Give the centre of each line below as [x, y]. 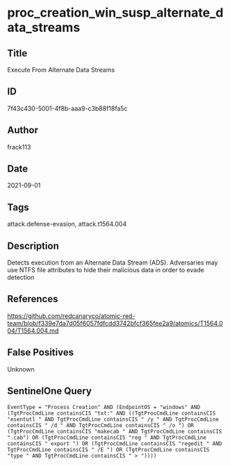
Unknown [21, 369]
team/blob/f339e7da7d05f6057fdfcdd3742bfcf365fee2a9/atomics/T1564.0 [115, 323]
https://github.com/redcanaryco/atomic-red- [71, 316]
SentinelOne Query [50, 391]
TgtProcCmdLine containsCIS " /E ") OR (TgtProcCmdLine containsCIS [108, 449]
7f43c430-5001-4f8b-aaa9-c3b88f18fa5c [67, 108]
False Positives [41, 352]
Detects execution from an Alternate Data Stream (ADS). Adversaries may [113, 263]
